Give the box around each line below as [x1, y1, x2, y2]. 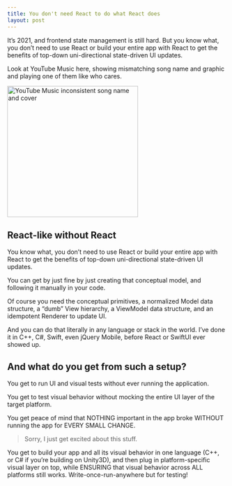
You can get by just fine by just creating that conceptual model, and [7, 276, 201, 285]
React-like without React [7, 229, 117, 241]
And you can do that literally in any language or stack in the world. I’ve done [7, 326, 225, 334]
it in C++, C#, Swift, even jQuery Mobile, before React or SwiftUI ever [7, 333, 206, 341]
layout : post [7, 17, 45, 24]
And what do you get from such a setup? [7, 361, 187, 373]
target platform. [7, 400, 52, 409]
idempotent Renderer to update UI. [7, 312, 107, 320]
